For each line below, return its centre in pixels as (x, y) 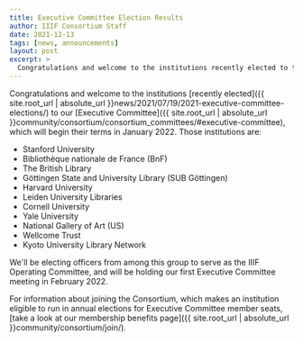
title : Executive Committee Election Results (96, 18)
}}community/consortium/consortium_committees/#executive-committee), (147, 121)
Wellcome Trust (51, 235)
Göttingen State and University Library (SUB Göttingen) (125, 177)
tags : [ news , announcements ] (64, 43)
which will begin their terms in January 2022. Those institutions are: (135, 131)
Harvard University (57, 187)
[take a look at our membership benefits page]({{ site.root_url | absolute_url (149, 318)
